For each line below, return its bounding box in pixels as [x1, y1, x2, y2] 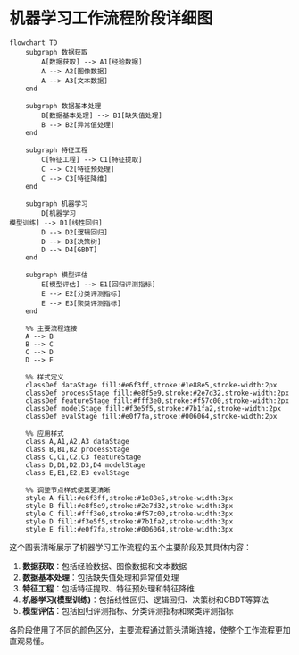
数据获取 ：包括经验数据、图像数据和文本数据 [21, 560, 187, 571]
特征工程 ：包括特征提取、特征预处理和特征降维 [21, 583, 195, 593]
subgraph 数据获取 [25, 47, 88, 56]
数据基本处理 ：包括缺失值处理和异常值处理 [21, 572, 179, 583]
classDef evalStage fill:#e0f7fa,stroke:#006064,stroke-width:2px [25, 412, 278, 421]
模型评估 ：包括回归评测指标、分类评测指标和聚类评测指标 [21, 605, 234, 616]
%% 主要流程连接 [25, 324, 78, 333]
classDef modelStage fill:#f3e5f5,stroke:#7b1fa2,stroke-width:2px [25, 404, 281, 413]
